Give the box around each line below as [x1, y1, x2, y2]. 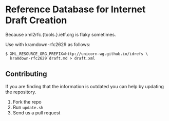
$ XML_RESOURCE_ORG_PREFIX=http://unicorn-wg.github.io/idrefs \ [5, 51, 148, 56]
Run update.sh [12, 104, 44, 110]
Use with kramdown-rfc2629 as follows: [5, 41, 91, 47]
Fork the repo [12, 98, 42, 105]
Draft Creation [5, 14, 67, 26]
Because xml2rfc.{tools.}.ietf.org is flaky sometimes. [5, 31, 117, 37]
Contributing [5, 70, 47, 78]
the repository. [5, 89, 36, 95]
